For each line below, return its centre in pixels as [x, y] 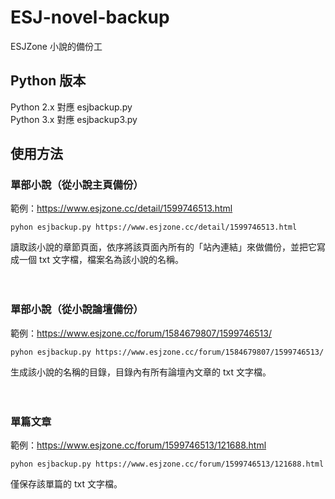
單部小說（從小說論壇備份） [77, 309]
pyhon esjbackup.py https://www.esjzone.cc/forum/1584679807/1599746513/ [167, 352]
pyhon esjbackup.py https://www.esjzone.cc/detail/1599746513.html [154, 227]
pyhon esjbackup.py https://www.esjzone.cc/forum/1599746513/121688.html [167, 464]
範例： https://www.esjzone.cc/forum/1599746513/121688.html [138, 445]
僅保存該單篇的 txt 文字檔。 [66, 484]
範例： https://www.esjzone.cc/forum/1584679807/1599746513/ [141, 333]
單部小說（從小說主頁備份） [77, 185]
